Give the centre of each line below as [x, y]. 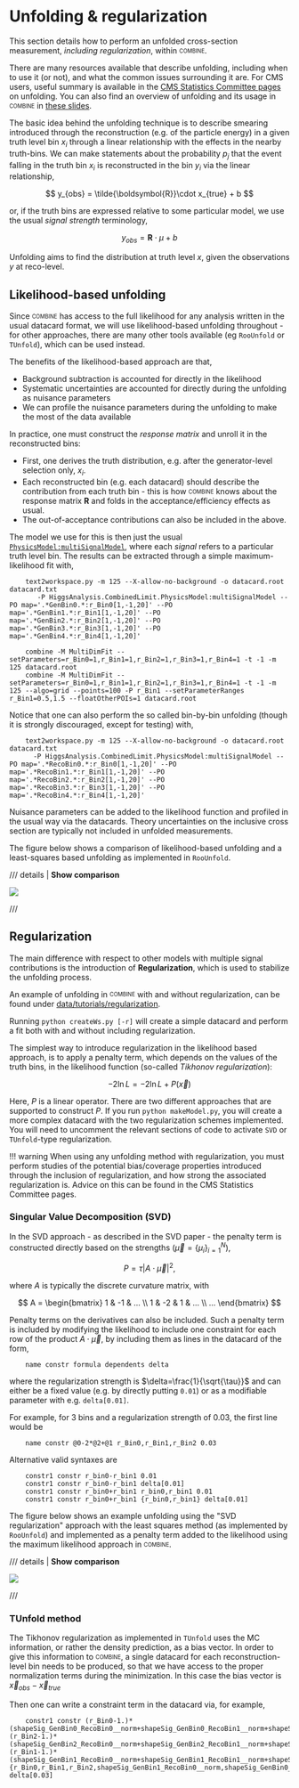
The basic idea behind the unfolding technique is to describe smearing [139, 123]
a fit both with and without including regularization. [102, 1030]
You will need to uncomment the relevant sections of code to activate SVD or [148, 1129]
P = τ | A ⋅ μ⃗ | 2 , [149, 1268]
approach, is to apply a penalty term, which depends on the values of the [143, 1057]
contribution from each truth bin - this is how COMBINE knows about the [149, 491]
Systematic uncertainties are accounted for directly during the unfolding [154, 388]
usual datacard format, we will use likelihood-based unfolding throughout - [146, 325]
